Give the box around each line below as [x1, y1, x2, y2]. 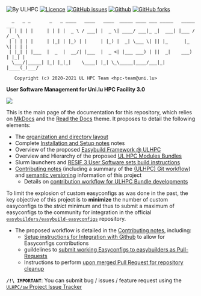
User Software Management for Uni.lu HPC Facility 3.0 [6, 86, 146, 93]
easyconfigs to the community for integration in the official [6, 209, 152, 216]
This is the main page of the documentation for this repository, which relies [6, 109, 193, 116]
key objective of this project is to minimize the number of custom [6, 196, 169, 203]
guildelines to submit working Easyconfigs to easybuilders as [23, 246, 176, 253]
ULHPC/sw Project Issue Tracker [6, 283, 82, 290]
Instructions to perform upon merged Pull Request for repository [23, 259, 184, 266]
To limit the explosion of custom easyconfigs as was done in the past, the [6, 190, 188, 197]
